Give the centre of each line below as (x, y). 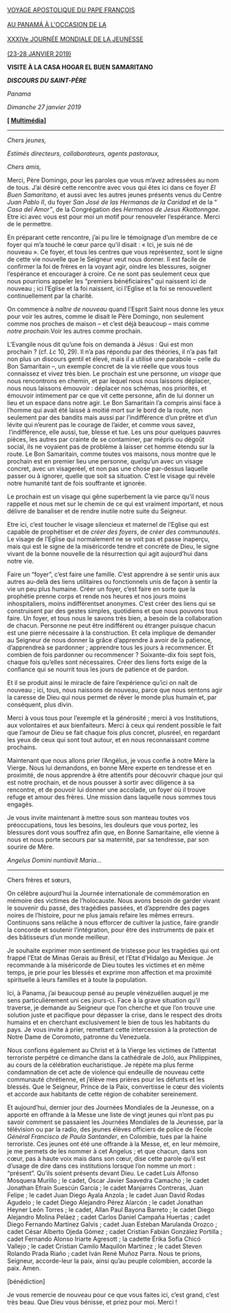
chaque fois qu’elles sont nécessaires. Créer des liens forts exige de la (107, 662)
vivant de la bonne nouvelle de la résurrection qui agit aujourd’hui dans (108, 554)
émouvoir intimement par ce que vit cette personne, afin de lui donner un (111, 395)
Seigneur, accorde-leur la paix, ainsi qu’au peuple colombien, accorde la (109, 1261)
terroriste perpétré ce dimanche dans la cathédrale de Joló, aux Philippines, (114, 1057)
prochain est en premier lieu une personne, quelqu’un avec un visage (105, 461)
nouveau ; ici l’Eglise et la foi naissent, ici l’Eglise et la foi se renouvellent (110, 289)
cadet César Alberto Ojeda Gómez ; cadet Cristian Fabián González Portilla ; (115, 1231)
